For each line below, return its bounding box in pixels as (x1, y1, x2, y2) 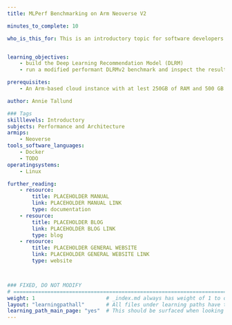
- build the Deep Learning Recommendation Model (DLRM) (19, 60, 184, 67)
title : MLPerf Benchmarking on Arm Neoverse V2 (7, 10, 147, 17)
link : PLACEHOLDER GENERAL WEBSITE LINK (32, 251, 150, 258)
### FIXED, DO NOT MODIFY (7, 282, 81, 288)
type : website (32, 257, 72, 264)
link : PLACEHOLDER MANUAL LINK (32, 199, 122, 207)
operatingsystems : (7, 161, 60, 168)
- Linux (19, 168, 41, 175)
